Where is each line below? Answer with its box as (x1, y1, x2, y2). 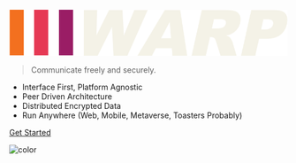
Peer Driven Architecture (21, 91, 113, 102)
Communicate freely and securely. (30, 65, 156, 75)
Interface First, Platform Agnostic (21, 81, 143, 93)
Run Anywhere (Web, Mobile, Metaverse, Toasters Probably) (21, 110, 243, 120)
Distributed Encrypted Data (21, 101, 122, 112)
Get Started (9, 128, 51, 138)
